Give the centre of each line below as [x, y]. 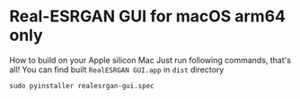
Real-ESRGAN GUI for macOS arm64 [147, 16]
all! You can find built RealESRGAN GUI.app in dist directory [117, 70]
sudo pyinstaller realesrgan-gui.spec [82, 86]
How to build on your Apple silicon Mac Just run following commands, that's [150, 60]
